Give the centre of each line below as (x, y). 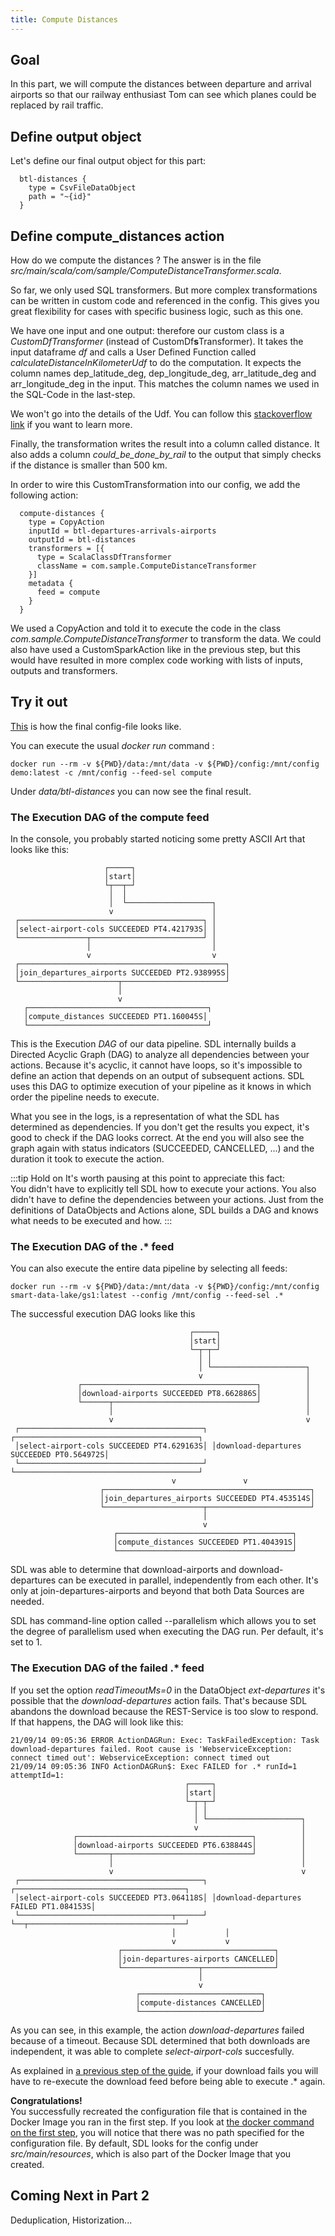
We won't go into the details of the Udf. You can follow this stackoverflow (161, 414)
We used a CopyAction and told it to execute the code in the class (146, 628)
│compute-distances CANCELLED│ (201, 2002)
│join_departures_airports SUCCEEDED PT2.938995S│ (122, 973)
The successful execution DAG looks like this (103, 1314)
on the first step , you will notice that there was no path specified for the (157, 2132)
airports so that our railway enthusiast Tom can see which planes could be (163, 95)
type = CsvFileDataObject (82, 188)
